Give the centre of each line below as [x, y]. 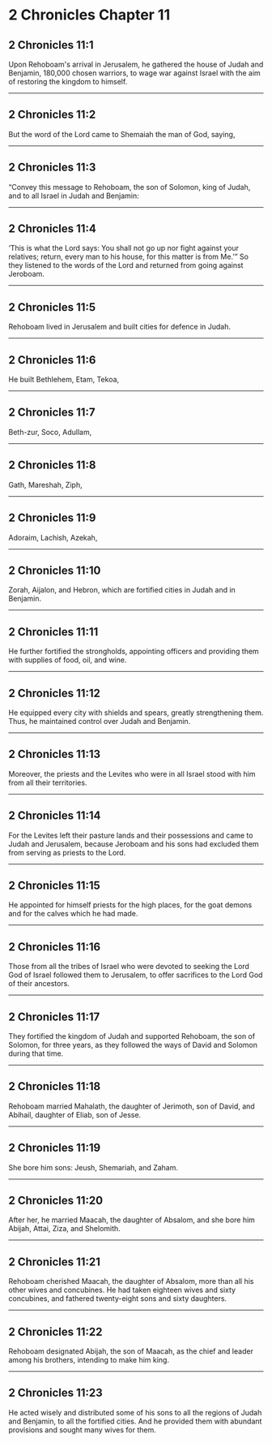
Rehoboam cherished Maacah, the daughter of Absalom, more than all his [131, 1281]
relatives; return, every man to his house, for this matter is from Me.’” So [129, 256]
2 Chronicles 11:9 [52, 518]
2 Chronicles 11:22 [55, 1331]
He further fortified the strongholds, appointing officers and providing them [134, 652]
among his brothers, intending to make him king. [89, 1360]
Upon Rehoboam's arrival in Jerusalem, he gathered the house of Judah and [136, 64]
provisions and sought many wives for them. [82, 1429]
